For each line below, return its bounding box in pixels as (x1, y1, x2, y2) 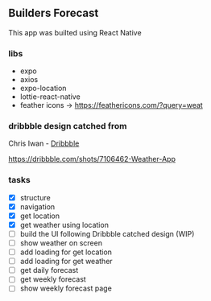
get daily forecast (19, 266, 79, 275)
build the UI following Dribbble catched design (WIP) (19, 229, 195, 238)
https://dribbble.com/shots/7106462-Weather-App (8, 155, 176, 164)
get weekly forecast (19, 274, 86, 284)
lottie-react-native (19, 92, 81, 101)
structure (19, 192, 51, 202)
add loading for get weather (19, 257, 113, 266)
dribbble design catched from (8, 121, 127, 132)
